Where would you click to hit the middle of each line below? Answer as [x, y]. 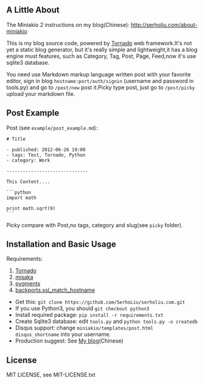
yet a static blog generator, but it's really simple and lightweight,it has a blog [102, 49]
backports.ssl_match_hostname [55, 290]
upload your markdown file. [41, 93]
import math [21, 198]
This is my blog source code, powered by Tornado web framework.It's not [99, 43]
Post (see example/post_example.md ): [52, 128]
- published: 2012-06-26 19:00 [46, 150]
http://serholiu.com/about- [164, 24]
